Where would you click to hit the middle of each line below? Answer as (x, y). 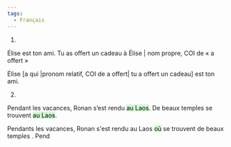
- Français (29, 20)
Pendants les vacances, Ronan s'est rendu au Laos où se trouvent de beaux (115, 128)
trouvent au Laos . (32, 115)
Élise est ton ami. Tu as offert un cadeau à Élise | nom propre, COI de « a (111, 53)
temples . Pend (29, 136)
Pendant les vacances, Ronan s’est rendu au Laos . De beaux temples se (110, 108)
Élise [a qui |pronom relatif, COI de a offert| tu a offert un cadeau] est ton (111, 74)
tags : (15, 13)
